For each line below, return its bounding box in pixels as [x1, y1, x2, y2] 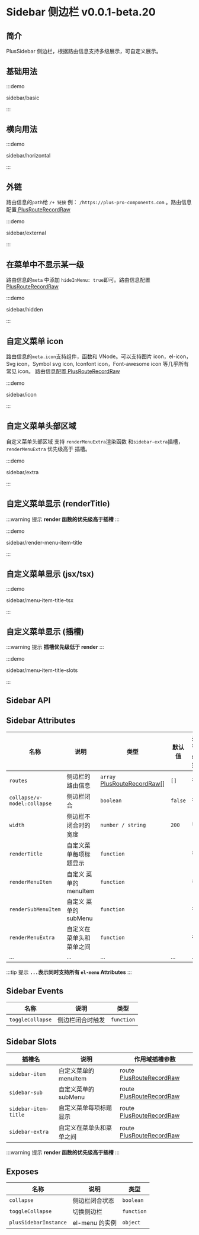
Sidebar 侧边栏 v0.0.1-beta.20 [6, 5, 156, 19]
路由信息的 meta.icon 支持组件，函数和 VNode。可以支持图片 [6, 353, 152, 360]
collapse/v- [9, 794, 43, 801]
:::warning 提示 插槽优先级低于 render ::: [6, 644, 104, 651]
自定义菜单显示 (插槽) [6, 626, 84, 636]
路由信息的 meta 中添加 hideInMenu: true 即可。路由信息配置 [6, 276, 151, 284]
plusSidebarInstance [9, 1219, 67, 1226]
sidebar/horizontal [6, 152, 51, 159]
